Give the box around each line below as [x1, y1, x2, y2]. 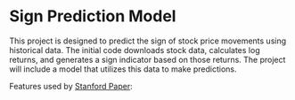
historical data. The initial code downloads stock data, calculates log [9, 44, 260, 55]
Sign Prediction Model [9, 6, 176, 27]
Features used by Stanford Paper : [9, 81, 134, 91]
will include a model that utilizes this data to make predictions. [9, 64, 237, 74]
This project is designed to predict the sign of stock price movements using [9, 35, 287, 46]
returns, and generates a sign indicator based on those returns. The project [9, 54, 286, 65]
